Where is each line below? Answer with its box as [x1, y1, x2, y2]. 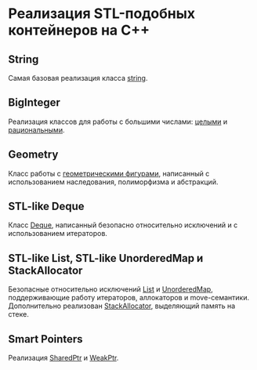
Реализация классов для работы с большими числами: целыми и [8, 117, 228, 126]
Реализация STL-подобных [8, 5, 196, 23]
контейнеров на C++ [8, 21, 150, 39]
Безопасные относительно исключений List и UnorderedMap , [8, 285, 213, 294]
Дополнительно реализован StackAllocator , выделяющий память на [8, 301, 236, 310]
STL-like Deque [8, 200, 85, 213]
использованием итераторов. [8, 229, 108, 238]
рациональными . [8, 125, 65, 134]
